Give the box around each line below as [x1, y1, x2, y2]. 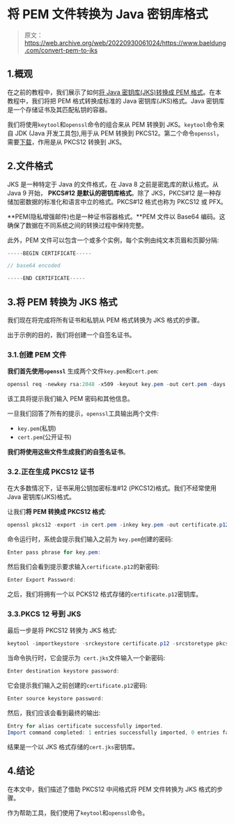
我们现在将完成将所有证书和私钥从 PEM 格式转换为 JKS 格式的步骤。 [7, 316, 203, 324]
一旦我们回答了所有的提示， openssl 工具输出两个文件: [7, 409, 159, 418]
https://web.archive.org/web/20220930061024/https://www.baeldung [24, 38, 226, 47]
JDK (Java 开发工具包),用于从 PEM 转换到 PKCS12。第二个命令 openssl [15, 128, 217, 137]
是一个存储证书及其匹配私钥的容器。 [7, 105, 111, 114]
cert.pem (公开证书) [17, 433, 72, 441]
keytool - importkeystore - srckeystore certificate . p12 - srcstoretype [7, 640, 214, 647]
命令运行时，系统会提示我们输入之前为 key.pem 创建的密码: [7, 535, 173, 543]
